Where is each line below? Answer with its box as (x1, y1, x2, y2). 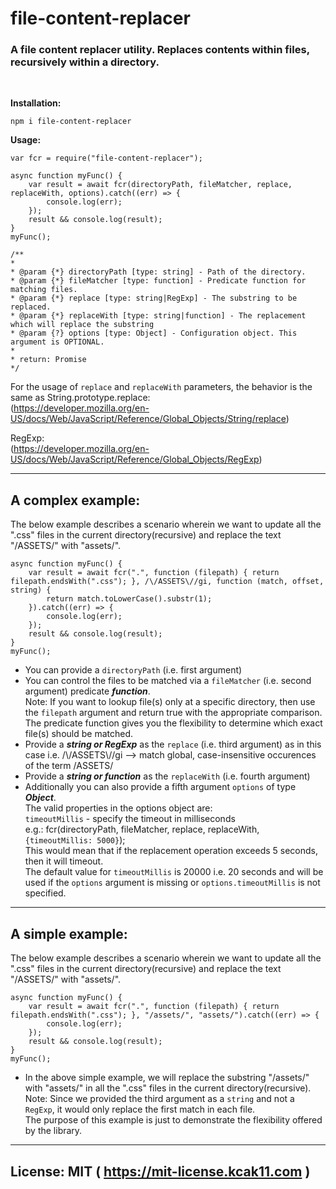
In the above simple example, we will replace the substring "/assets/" (24, 1072, 310, 1084)
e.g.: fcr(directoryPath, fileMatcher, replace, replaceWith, (24, 823, 260, 836)
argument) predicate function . (24, 685, 151, 697)
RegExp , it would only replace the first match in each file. (24, 1103, 256, 1116)
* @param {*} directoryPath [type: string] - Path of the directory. (10, 267, 307, 277)
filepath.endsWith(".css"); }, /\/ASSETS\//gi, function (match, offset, (10, 577, 325, 587)
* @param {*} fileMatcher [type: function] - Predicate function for (10, 276, 307, 286)
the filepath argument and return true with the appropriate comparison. (24, 707, 323, 719)
